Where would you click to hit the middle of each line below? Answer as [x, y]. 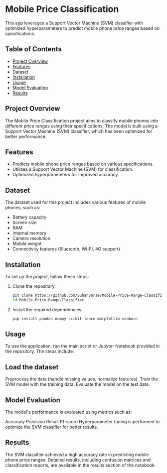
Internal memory [29, 233]
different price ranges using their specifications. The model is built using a [82, 126]
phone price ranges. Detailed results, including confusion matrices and [78, 460]
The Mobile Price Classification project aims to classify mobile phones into [82, 120]
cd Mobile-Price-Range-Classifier [48, 300]
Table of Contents [34, 49]
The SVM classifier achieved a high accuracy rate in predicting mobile [77, 455]
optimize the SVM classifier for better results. [52, 427]
